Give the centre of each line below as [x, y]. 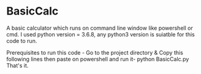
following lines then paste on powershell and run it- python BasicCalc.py [98, 59]
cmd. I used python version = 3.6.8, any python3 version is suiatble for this [100, 34]
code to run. [22, 41]
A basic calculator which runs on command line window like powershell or [100, 28]
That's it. [17, 66]
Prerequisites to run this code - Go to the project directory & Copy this [95, 52]
